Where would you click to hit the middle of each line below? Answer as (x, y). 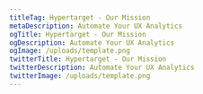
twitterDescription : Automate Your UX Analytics (102, 68)
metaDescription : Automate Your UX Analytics (96, 26)
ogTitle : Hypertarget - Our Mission (78, 34)
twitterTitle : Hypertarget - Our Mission (88, 59)
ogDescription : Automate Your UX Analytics (92, 43)
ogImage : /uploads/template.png (70, 51)
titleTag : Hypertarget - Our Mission (80, 17)
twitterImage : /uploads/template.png (80, 76)
